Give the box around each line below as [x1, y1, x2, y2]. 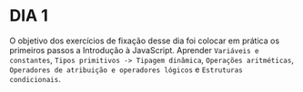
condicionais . [9, 73, 61, 84]
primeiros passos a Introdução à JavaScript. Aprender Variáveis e [9, 44, 259, 55]
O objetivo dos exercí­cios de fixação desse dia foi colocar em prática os [9, 35, 280, 46]
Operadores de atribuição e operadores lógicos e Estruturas [9, 64, 243, 75]
